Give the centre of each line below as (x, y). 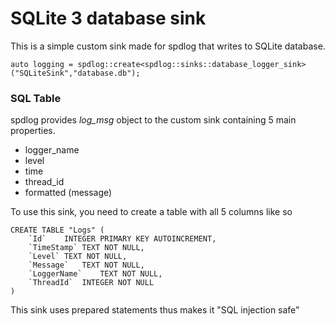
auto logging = (42, 64)
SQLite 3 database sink (108, 18)
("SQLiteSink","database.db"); (75, 73)
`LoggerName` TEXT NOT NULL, (95, 274)
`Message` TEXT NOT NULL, (86, 265)
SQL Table (36, 98)
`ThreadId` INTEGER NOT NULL (91, 283)
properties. (33, 131)
